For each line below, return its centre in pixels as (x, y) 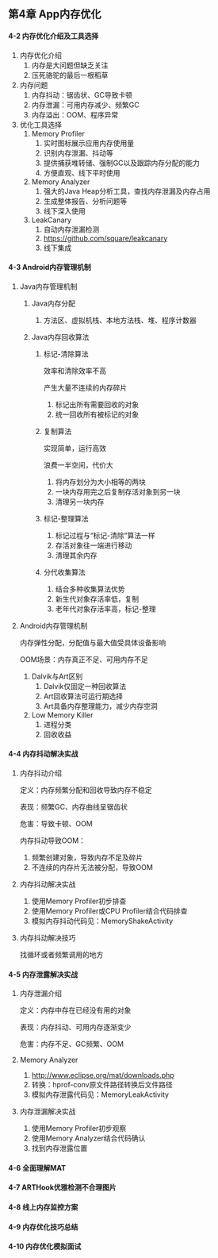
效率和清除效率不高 (75, 371)
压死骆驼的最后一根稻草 (70, 75)
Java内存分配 (53, 303)
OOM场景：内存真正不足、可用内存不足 (84, 659)
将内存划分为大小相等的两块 (101, 482)
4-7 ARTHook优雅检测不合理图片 (62, 1187)
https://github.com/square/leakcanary (105, 238)
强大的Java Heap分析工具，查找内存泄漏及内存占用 (127, 191)
